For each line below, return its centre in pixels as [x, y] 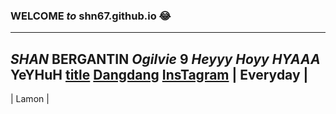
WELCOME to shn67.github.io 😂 [91, 16]
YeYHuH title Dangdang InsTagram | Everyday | [159, 74]
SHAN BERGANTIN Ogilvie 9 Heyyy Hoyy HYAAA [165, 59]
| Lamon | [30, 99]
